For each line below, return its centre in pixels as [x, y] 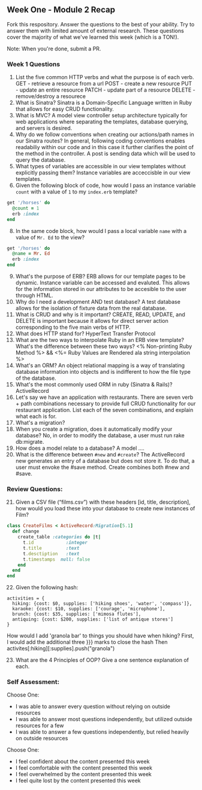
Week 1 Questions [34, 64]
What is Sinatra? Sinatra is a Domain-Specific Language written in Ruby [104, 103]
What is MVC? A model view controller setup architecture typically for [101, 116]
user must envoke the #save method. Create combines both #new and [102, 467]
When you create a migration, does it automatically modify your [94, 429]
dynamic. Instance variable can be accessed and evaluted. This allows [102, 283]
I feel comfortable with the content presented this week [84, 768]
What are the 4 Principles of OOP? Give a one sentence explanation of [102, 660]
